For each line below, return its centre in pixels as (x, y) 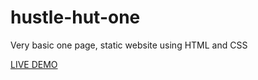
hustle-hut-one (75, 17)
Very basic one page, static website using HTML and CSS (129, 45)
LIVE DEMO (34, 64)
